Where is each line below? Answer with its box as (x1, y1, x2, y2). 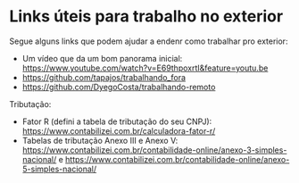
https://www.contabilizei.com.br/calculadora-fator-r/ (21, 125, 216, 136)
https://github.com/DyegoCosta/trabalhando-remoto (21, 81, 216, 92)
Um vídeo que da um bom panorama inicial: (21, 53, 183, 63)
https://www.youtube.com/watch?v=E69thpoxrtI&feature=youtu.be (21, 62, 269, 73)
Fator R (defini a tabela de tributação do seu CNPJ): (21, 116, 212, 127)
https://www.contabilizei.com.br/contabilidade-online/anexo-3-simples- (21, 145, 287, 155)
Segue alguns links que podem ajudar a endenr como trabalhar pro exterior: (9, 36, 288, 46)
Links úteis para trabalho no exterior (9, 6, 284, 27)
